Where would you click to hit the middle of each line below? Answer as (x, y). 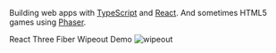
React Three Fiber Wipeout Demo (71, 39)
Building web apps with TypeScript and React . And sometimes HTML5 (138, 13)
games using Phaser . (48, 22)
